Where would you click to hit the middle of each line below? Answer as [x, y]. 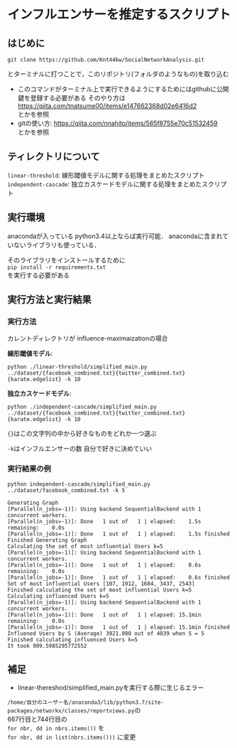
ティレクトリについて [54, 157]
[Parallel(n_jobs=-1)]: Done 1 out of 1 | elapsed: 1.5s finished [119, 534]
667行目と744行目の [37, 720]
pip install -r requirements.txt [57, 267]
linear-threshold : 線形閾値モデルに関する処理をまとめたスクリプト [106, 175]
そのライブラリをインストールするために [66, 260]
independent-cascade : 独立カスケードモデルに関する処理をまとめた [105, 184]
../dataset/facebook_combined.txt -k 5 [66, 490]
